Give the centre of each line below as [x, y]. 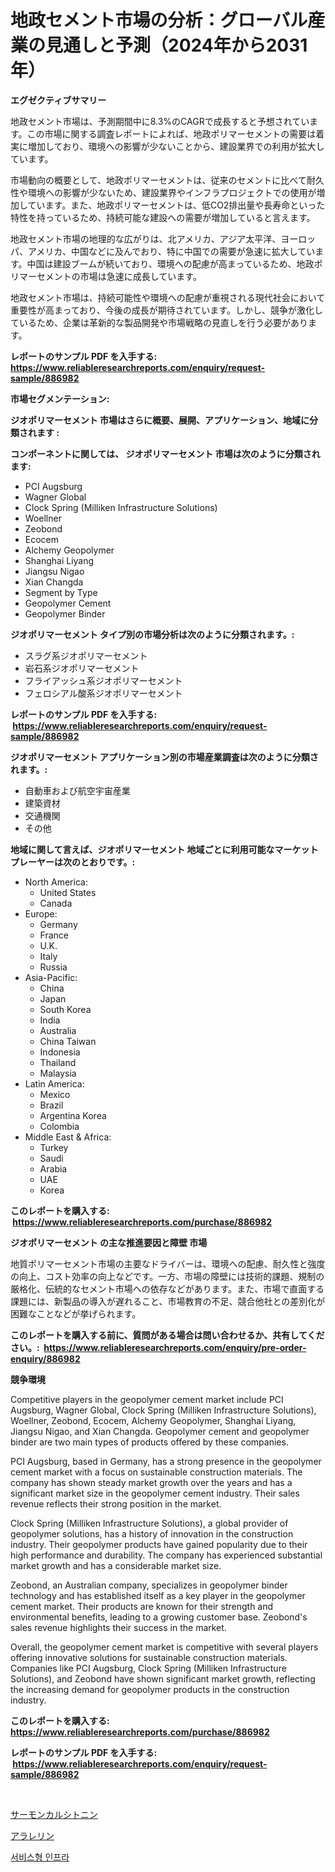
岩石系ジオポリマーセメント [82, 668]
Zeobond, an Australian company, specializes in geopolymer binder [149, 1585]
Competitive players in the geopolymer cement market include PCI [147, 1399]
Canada [56, 903]
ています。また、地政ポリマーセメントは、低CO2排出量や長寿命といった [176, 205]
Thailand [58, 1062]
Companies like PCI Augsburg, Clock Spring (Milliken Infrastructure [148, 1668]
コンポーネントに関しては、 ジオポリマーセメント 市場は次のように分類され [165, 453]
